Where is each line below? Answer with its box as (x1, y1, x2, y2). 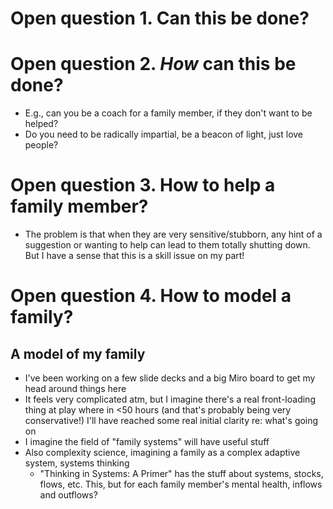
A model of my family (10, 345, 146, 362)
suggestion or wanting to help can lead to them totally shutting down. (24, 239, 311, 251)
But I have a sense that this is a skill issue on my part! (24, 250, 245, 262)
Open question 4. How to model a (10, 285, 292, 307)
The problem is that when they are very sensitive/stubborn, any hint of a (24, 228, 323, 241)
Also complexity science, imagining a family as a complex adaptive (24, 447, 301, 459)
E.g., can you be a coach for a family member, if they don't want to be (24, 107, 313, 119)
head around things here (24, 383, 127, 395)
